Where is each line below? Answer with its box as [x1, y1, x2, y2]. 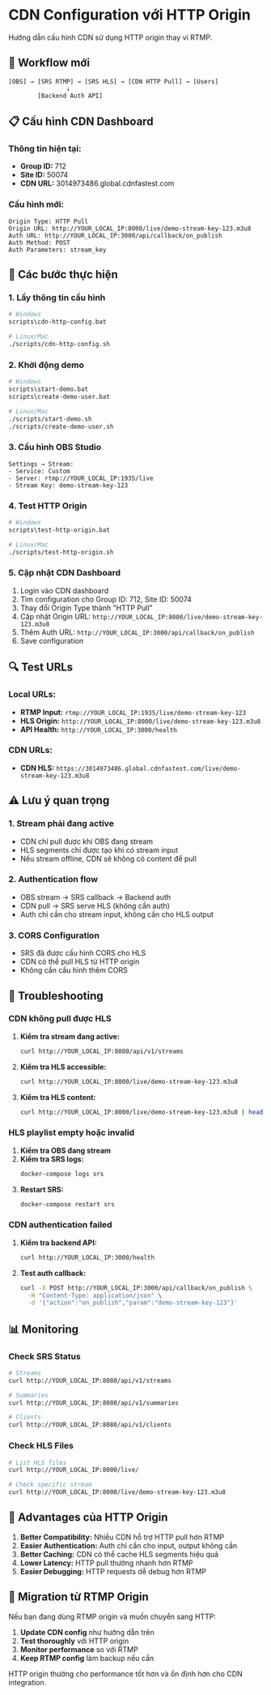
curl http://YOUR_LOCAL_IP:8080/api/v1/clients [8, 1421, 172, 1429]
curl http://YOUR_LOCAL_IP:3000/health [19, 1253, 155, 1261]
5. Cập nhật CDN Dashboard [8, 567, 121, 579]
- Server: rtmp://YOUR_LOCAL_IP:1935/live [8, 474, 154, 482]
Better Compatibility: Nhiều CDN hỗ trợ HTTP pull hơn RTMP [19, 1532, 225, 1542]
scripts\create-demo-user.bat [8, 392, 111, 400]
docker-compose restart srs [19, 1200, 115, 1209]
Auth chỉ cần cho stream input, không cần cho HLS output [19, 910, 214, 919]
